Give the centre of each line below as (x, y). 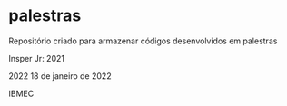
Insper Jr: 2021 (37, 58)
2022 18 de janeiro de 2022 (60, 76)
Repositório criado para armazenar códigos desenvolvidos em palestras (143, 41)
